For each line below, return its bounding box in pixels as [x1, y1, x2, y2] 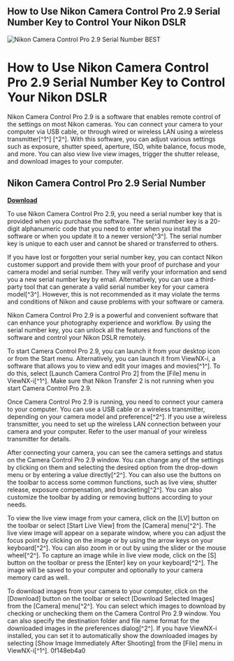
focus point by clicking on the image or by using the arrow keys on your [7, 536, 214, 544]
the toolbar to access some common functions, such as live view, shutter [7, 478, 217, 486]
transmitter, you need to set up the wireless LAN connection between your [7, 420, 221, 428]
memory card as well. [7, 573, 70, 581]
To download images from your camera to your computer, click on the [7, 587, 208, 595]
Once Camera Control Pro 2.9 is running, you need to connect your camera [7, 397, 224, 406]
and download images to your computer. [7, 157, 124, 165]
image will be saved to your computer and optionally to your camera [7, 566, 203, 574]
